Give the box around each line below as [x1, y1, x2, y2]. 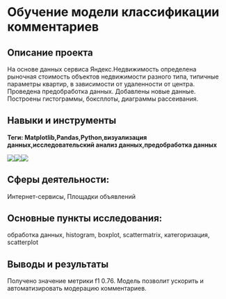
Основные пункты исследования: [7, 213, 163, 225]
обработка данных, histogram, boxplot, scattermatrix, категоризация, [7, 231, 210, 239]
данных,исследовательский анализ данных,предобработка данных [7, 140, 218, 149]
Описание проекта [7, 47, 93, 58]
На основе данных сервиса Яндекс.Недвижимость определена [7, 65, 197, 73]
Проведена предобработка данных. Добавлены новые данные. [7, 88, 196, 95]
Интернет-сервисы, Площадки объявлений [7, 192, 136, 200]
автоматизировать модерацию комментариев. [7, 284, 147, 293]
